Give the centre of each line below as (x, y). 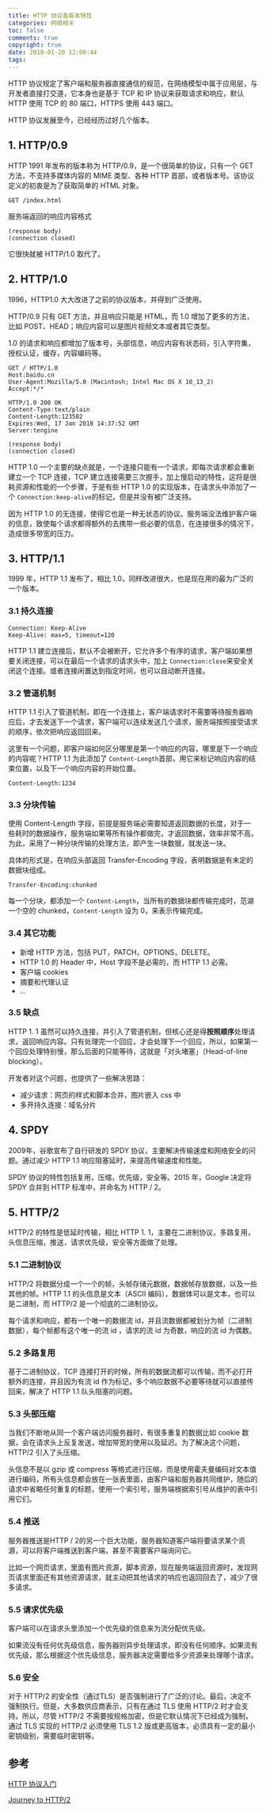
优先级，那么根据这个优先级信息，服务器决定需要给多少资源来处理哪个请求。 (133, 1655)
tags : (17, 60)
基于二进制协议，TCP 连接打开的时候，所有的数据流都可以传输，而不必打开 (131, 1372)
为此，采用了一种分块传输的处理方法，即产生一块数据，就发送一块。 (119, 843)
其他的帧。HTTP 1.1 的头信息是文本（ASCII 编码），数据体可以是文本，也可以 (132, 1293)
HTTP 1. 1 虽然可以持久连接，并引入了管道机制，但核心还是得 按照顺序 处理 (128, 1031)
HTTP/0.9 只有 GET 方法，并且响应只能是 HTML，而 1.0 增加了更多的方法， (131, 316)
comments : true (33, 38)
